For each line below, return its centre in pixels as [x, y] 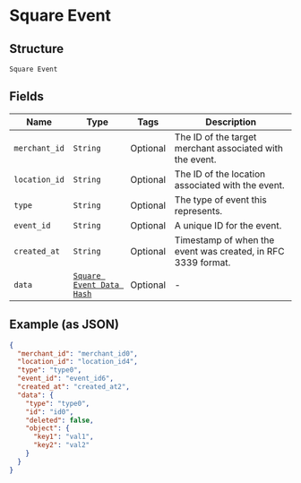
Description [231, 122]
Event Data [96, 285]
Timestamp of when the [224, 240]
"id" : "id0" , [50, 412]
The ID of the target [215, 137]
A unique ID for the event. [228, 225]
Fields [27, 96]
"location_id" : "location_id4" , [78, 362]
